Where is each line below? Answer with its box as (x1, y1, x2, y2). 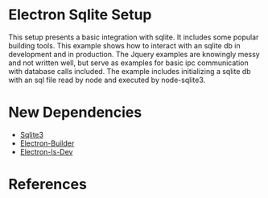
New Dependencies (8, 103, 142, 122)
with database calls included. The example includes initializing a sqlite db (8, 66, 251, 76)
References (8, 175, 87, 194)
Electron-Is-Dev (19, 146, 73, 156)
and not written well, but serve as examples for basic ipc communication (8, 58, 249, 68)
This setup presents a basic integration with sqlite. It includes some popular (8, 32, 259, 42)
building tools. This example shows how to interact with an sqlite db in (8, 40, 241, 50)
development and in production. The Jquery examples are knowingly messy (8, 49, 260, 59)
